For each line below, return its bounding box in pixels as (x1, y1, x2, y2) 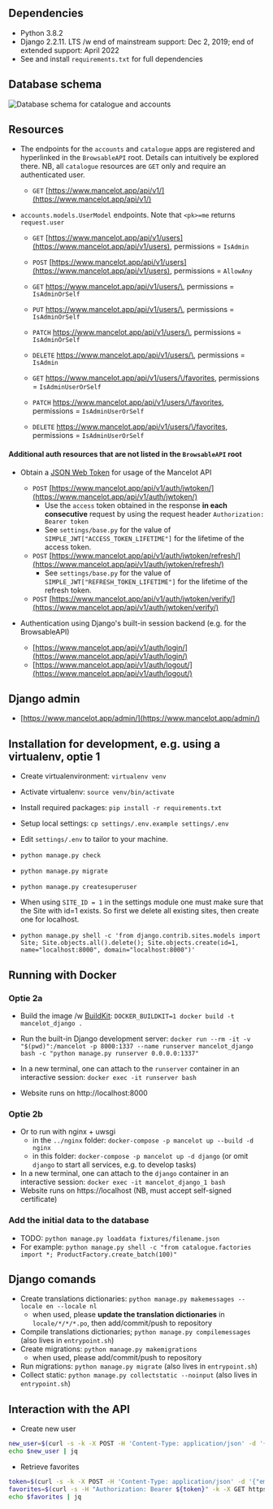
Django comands (8, 1272, 96, 1286)
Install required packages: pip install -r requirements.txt (19, 803, 222, 813)
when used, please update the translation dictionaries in (32, 1310, 225, 1320)
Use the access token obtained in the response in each (44, 500, 227, 510)
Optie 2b (8, 1108, 43, 1120)
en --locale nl (45, 1303, 97, 1311)
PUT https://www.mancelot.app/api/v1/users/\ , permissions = (32, 305, 235, 314)
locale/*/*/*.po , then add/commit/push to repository (32, 1318, 213, 1328)
